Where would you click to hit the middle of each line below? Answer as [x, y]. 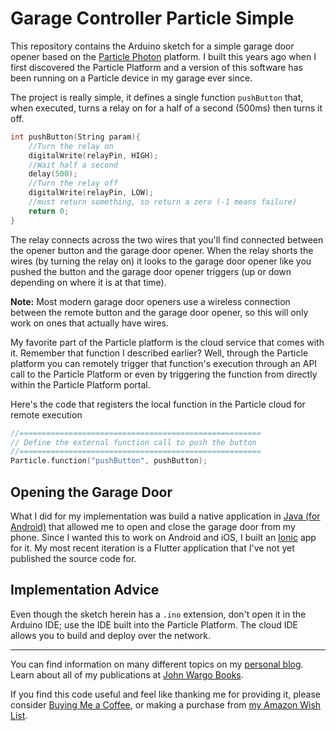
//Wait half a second [73, 165]
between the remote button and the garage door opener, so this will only [159, 312]
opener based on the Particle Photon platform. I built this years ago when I [163, 56]
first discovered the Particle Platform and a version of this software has [156, 67]
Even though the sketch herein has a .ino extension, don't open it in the [158, 614]
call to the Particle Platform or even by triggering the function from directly [164, 374]
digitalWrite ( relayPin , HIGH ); [93, 155]
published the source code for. [73, 558]
